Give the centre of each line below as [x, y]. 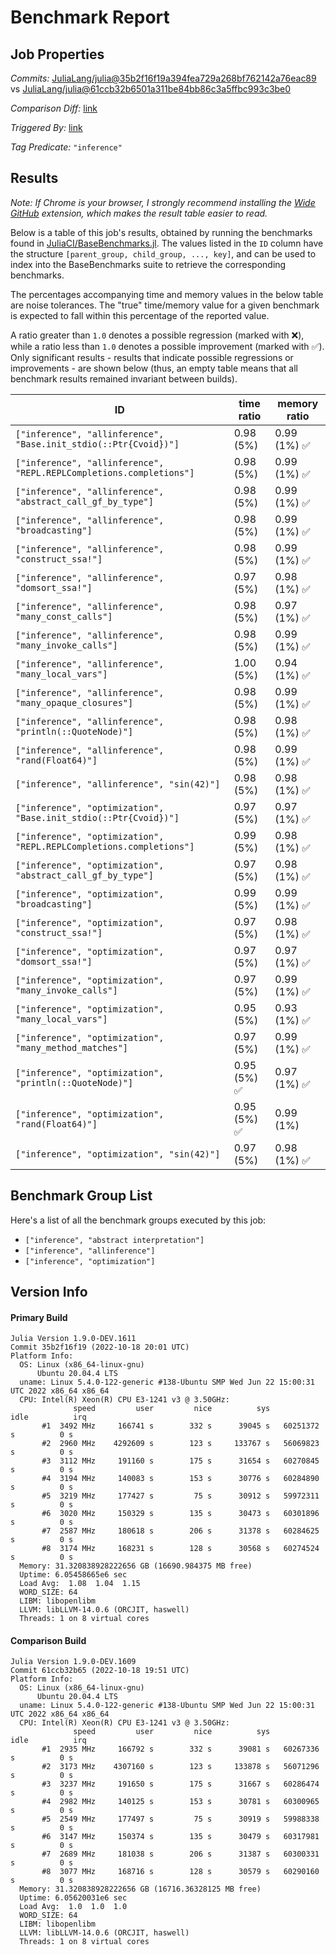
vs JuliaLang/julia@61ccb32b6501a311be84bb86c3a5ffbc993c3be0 [151, 89]
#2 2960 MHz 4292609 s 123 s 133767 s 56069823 [180, 1444]
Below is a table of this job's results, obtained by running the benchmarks [161, 232]
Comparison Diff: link [54, 108]
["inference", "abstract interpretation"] [114, 1240]
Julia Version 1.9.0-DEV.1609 [73, 1662]
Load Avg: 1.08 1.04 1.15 [80, 1584]
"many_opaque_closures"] [74, 702]
